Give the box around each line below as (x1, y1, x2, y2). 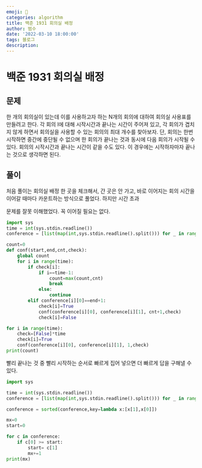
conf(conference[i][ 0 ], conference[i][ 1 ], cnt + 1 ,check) (38, 308, 182, 315)
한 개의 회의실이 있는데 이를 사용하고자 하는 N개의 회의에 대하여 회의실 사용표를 (6, 113, 191, 120)
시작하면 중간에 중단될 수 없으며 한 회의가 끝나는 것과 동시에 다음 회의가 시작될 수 (6, 136, 195, 143)
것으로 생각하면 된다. (12, 151, 61, 158)
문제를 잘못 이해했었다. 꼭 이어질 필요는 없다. (6, 207, 111, 214)
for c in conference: (6, 434, 61, 440)
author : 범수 (6, 25, 37, 32)
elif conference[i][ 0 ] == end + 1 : (28, 298, 106, 304)
